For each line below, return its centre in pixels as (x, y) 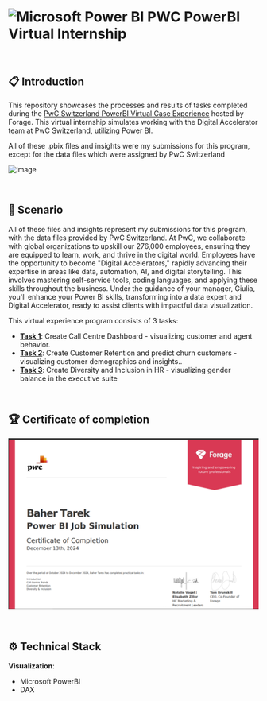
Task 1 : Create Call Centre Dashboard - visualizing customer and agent (136, 336)
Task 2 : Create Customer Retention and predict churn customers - (128, 353)
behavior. (35, 344)
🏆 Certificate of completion (79, 419)
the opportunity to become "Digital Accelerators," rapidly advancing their (128, 263)
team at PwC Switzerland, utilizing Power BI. (81, 130)
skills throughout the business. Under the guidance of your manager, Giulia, (132, 288)
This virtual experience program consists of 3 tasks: (93, 320)
